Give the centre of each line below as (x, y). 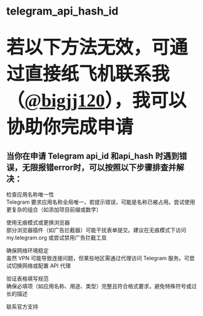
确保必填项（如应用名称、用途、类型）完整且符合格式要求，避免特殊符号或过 (101, 286)
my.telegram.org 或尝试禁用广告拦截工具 (56, 238)
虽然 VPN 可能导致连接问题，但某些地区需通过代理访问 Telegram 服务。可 (98, 258)
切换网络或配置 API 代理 (41, 266)
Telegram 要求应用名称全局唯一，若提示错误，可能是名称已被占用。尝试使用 (101, 202)
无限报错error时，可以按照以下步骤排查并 (99, 167)
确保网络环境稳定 (27, 250)
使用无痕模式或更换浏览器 (38, 223)
